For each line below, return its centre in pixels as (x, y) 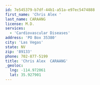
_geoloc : (14, 65)
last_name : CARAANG (25, 19)
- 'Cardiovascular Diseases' (40, 33)
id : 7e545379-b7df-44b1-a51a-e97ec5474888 (50, 10)
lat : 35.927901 (25, 75)
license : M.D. (20, 24)
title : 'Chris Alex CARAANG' (37, 61)
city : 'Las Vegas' (24, 42)
